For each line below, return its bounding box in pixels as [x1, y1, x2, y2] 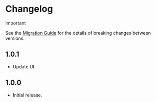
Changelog [5, 3, 53, 15]
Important [5, 20, 26, 26]
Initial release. [12, 92, 42, 98]
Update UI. [12, 63, 36, 69]
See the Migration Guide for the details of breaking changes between [5, 30, 151, 36]
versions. [5, 35, 25, 41]
